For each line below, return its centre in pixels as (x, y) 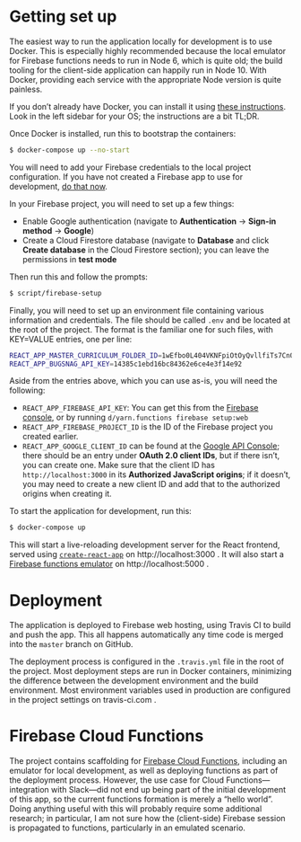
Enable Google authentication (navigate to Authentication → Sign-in (149, 221)
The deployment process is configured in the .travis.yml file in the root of (147, 661)
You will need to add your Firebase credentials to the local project (130, 167)
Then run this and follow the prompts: (78, 277)
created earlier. (50, 437)
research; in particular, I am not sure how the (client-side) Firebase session (147, 819)
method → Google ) (58, 230)
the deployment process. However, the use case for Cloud (116, 780)
